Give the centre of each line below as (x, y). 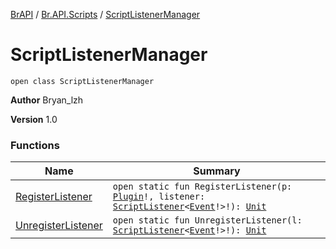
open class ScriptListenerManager (82, 81)
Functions (35, 145)
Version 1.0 (34, 119)
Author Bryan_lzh (47, 100)
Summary (217, 171)
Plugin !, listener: (159, 197)
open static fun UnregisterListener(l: (207, 220)
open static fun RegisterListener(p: (202, 187)
